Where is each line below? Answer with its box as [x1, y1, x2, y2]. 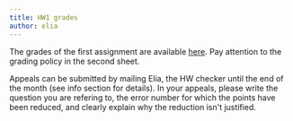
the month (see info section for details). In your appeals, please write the [9, 82, 279, 93]
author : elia [9, 22, 58, 30]
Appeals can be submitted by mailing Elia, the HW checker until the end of [9, 73, 284, 83]
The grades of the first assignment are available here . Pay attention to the [9, 46, 282, 56]
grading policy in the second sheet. [9, 56, 140, 66]
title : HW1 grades [9, 13, 78, 22]
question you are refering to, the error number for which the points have [9, 91, 276, 103]
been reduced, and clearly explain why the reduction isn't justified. [9, 101, 256, 112]
